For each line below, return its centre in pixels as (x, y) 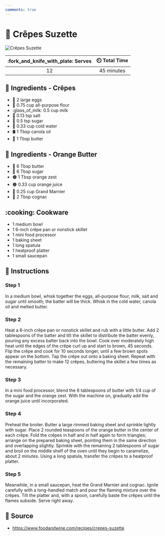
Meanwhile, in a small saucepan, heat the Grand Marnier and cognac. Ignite (82, 485)
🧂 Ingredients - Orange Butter (51, 154)
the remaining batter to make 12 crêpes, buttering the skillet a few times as (81, 362)
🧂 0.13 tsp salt (26, 116)
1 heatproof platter (31, 250)
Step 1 (13, 286)
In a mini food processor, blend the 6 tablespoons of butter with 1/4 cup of (81, 390)
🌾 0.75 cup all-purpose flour (41, 105)
